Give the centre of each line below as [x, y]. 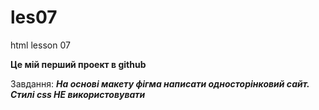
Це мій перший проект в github [78, 64]
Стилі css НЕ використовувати [78, 94]
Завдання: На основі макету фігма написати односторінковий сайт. [160, 83]
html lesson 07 [40, 45]
